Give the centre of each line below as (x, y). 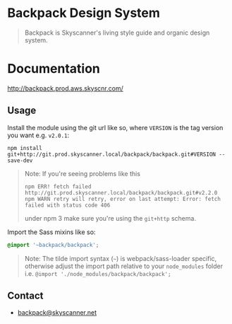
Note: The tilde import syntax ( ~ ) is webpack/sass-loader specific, (121, 258)
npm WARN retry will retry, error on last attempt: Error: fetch (122, 199)
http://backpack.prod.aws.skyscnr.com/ (65, 88)
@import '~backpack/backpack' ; (53, 245)
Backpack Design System (84, 13)
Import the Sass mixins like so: (51, 232)
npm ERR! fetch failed (58, 186)
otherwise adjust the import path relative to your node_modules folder (124, 266)
